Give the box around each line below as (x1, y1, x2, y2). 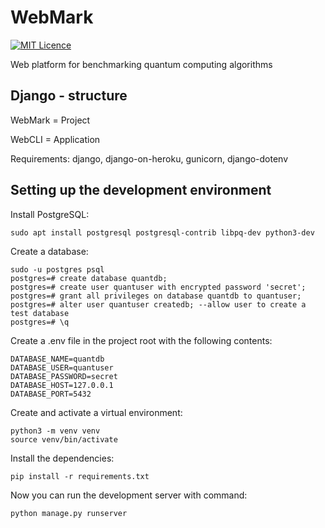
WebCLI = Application (10, 133, 101, 145)
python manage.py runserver (10, 508, 128, 518)
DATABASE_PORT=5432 (10, 389, 92, 399)
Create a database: (10, 245, 89, 257)
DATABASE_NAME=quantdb (10, 354, 105, 364)
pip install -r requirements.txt (10, 471, 150, 481)
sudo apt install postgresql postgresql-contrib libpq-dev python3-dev (10, 227, 315, 238)
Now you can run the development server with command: (10, 489, 248, 501)
